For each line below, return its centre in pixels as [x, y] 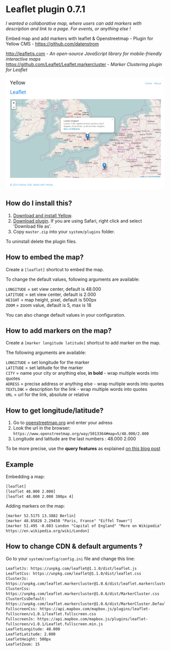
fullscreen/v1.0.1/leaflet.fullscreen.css [51, 614]
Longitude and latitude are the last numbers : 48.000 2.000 [74, 439]
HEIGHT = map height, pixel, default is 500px [51, 299]
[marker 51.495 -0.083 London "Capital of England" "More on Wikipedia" [84, 526]
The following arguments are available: [46, 353]
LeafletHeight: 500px [29, 639]
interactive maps [23, 59]
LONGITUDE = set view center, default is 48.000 [53, 289]
